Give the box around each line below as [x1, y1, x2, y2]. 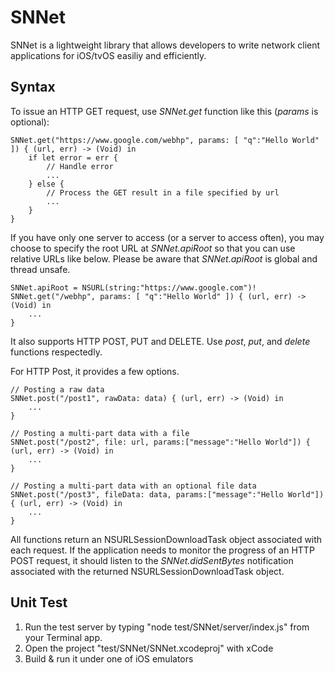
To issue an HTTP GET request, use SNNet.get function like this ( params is [10, 105, 319, 117]
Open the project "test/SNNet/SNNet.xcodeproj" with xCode [24, 642, 274, 654]
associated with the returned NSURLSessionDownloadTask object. [10, 565, 285, 577]
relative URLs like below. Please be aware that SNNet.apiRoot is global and [10, 252, 318, 265]
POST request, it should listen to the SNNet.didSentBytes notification [10, 554, 294, 566]
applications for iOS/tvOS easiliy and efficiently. [10, 49, 207, 61]
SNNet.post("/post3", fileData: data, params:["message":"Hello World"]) [10, 489, 325, 500]
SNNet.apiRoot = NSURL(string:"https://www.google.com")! [10, 282, 257, 293]
